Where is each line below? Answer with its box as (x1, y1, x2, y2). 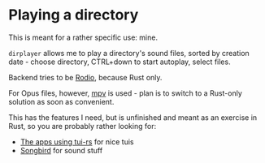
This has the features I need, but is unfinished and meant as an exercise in (8, 112, 258, 122)
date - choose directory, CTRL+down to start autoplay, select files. (8, 57, 231, 66)
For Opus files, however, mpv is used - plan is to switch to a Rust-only (8, 88, 242, 98)
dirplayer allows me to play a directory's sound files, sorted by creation (8, 48, 250, 58)
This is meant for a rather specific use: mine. (8, 32, 159, 42)
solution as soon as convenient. (8, 97, 115, 106)
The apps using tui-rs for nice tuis (20, 136, 134, 147)
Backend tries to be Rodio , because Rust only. (8, 72, 163, 82)
